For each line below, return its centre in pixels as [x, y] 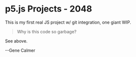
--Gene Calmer [20, 50]
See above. [16, 41]
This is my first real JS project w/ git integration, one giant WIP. [68, 22]
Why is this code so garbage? [47, 31]
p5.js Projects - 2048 [49, 9]
